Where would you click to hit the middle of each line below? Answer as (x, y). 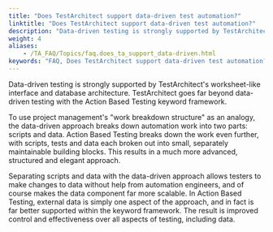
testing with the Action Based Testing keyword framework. (129, 101)
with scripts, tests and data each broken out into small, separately (119, 143)
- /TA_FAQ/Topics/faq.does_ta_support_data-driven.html (120, 54)
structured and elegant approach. (65, 160)
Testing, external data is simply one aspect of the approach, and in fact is (131, 202)
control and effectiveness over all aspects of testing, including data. (122, 219)
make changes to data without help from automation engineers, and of (126, 184)
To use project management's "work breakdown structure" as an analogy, (132, 117)
